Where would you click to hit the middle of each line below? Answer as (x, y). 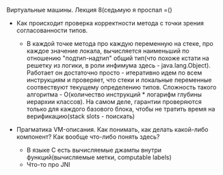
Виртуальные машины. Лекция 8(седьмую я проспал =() (89, 10)
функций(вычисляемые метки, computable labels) (99, 157)
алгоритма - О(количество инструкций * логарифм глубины (114, 94)
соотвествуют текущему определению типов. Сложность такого (121, 87)
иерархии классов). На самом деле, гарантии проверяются (114, 102)
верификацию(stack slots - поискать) (80, 116)
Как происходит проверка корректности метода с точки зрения (110, 23)
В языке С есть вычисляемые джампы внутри (94, 150)
